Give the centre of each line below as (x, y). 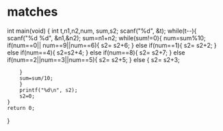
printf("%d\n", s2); (49, 90)
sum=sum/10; (36, 78)
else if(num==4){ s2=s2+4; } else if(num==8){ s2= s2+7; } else (96, 53)
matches (32, 12)
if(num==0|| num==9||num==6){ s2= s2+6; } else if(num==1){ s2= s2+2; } (112, 45)
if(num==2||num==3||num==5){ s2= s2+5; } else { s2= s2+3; (93, 59)
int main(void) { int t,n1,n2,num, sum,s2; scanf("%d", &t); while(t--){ (102, 31)
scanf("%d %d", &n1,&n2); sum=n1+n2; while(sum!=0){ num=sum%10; (107, 38)
